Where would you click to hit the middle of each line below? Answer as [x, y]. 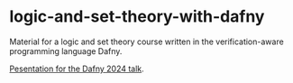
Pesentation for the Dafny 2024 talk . [77, 69]
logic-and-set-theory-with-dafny [137, 17]
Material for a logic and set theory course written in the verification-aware [146, 41]
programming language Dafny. [66, 51]
